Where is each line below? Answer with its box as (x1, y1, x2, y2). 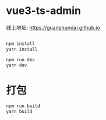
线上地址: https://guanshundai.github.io (6, 24, 101, 31)
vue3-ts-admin (6, 4, 82, 17)
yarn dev (6, 62, 27, 68)
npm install (6, 41, 35, 47)
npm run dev (6, 57, 35, 62)
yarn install (6, 46, 38, 52)
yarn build (6, 109, 33, 115)
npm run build (6, 103, 41, 109)
